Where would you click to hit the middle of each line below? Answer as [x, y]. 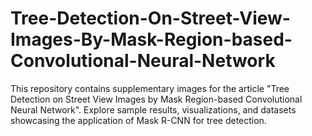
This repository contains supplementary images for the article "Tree [150, 88]
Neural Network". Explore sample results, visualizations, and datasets [153, 109]
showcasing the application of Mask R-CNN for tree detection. [138, 120]
